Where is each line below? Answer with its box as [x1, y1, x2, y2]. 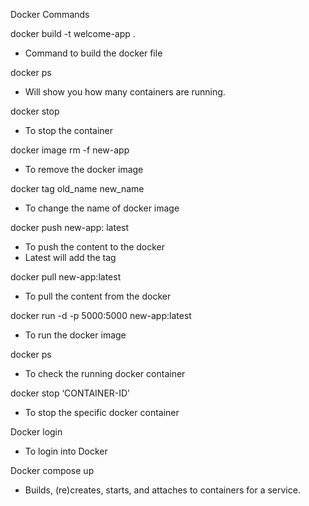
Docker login [10, 426, 63, 438]
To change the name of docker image [24, 202, 180, 214]
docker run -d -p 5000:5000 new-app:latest [10, 310, 192, 321]
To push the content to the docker [24, 241, 166, 253]
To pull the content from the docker [24, 290, 172, 302]
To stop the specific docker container [24, 407, 180, 418]
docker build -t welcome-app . [10, 28, 136, 39]
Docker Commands [10, 9, 90, 20]
